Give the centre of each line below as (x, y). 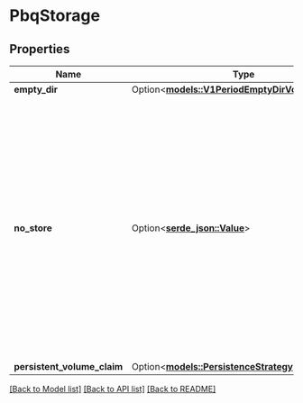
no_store (33, 228)
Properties (40, 49)
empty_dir (36, 89)
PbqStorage (55, 16)
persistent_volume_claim (69, 366)
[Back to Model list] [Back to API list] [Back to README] (113, 389)
